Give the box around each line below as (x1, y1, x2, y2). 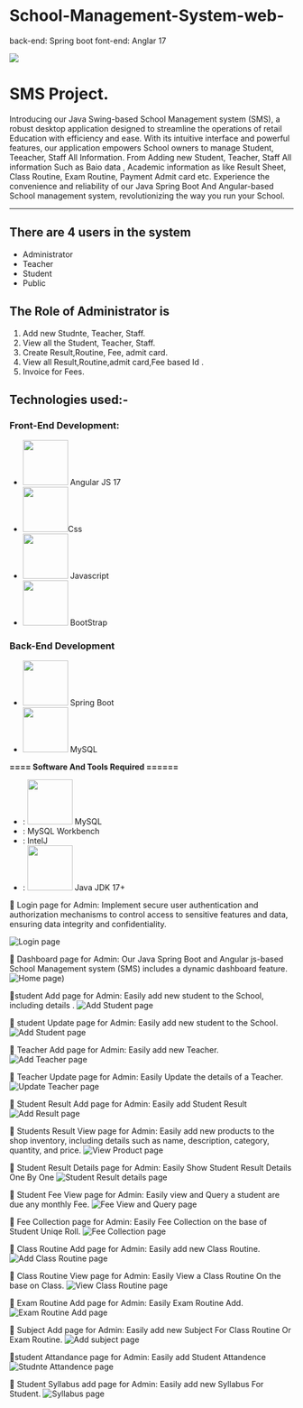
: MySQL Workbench (22, 826, 100, 837)
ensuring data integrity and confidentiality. (9, 919, 167, 930)
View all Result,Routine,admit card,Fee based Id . (22, 356, 205, 367)
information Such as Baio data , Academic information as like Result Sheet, (9, 161, 287, 172)
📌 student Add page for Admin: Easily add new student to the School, (9, 990, 264, 1001)
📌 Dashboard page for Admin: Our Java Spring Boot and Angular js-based (9, 953, 284, 965)
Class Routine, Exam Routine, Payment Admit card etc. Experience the (9, 170, 271, 181)
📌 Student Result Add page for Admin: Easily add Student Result (9, 1099, 248, 1109)
